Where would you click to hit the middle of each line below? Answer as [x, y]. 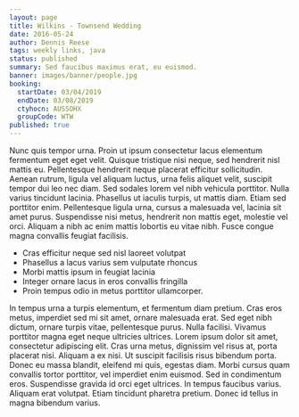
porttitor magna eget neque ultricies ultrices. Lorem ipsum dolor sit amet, [144, 336]
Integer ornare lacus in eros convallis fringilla [105, 281]
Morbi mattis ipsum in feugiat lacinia [89, 272]
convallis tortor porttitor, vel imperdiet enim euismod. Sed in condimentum [145, 374]
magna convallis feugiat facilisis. [69, 236]
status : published [43, 59]
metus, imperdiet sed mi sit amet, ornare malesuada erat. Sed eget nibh [141, 318]
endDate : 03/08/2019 [55, 100]
